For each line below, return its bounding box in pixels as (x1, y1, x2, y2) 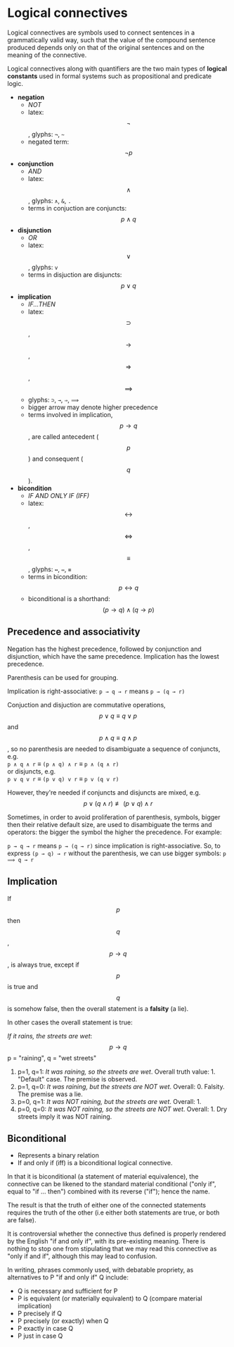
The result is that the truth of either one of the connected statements (7, 1201, 207, 1210)
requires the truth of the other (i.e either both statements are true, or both (7, 1208, 220, 1217)
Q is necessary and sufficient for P (17, 1287, 118, 1296)
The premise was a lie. (17, 1090, 83, 1098)
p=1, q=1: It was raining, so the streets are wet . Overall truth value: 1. (17, 1067, 216, 1076)
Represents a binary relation (17, 1151, 100, 1160)
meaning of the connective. (7, 51, 87, 59)
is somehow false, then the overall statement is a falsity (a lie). (7, 1004, 189, 1012)
